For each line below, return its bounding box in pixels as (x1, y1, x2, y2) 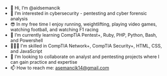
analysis (10, 16, 28, 21)
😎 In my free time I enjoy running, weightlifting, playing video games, (10, 21, 157, 27)
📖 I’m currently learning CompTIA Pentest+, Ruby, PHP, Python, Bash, (10, 32, 158, 38)
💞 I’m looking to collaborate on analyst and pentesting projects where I (10, 54, 160, 60)
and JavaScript (10, 48, 43, 54)
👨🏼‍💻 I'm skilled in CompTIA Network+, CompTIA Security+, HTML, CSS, (10, 43, 162, 48)
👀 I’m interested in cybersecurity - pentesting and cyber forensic (10, 10, 147, 16)
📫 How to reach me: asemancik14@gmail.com (10, 65, 109, 71)
